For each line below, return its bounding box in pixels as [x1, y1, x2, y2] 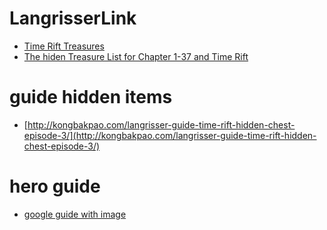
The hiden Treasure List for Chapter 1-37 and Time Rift [23, 50, 249, 62]
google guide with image [23, 208, 127, 220]
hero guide [9, 175, 101, 198]
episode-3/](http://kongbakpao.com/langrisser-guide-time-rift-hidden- [23, 129, 317, 141]
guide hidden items [9, 86, 173, 109]
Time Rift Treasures [23, 40, 105, 52]
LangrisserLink [9, 7, 137, 30]
